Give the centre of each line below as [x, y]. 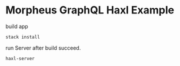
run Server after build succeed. [43, 48]
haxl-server [20, 58]
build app [17, 26]
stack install [23, 37]
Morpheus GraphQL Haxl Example [90, 10]
